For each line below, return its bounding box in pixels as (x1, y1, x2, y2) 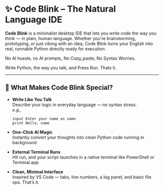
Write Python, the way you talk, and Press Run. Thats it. (5, 64, 117, 70)
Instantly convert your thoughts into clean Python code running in (12, 134, 144, 140)
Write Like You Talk (12, 96, 52, 102)
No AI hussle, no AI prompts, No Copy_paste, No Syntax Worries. (5, 55, 136, 61)
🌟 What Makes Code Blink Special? (5, 84, 113, 92)
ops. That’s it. (12, 179, 40, 185)
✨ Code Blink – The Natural (5, 3, 116, 15)
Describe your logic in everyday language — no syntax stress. (12, 102, 137, 107)
